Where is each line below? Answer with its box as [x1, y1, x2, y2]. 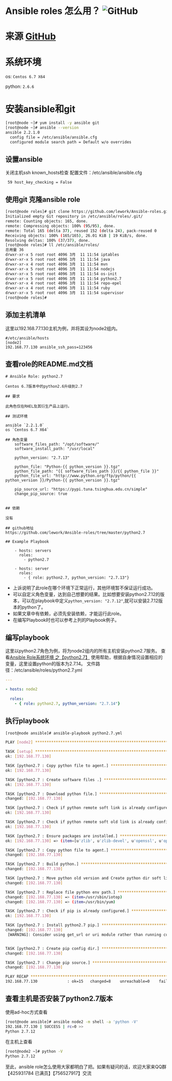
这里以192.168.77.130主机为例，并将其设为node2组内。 [5, 325, 120, 331]
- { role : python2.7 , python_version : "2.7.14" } [14, 701, 120, 706]
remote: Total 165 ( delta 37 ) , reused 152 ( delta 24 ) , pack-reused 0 [5, 228, 157, 233]
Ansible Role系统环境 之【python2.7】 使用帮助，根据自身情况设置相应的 [10, 654, 163, 660]
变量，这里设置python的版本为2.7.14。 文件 [5, 661, 96, 667]
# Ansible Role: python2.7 [5, 374, 63, 379]
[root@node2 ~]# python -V [5, 1049, 63, 1054]
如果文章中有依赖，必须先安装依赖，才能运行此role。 [12, 610, 124, 617]
